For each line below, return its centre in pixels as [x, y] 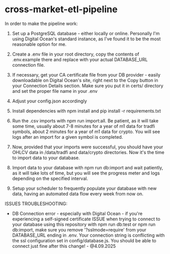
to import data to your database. [46, 158]
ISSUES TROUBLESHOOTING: [36, 204]
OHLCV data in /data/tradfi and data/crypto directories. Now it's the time [88, 152]
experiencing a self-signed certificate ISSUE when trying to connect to [86, 219]
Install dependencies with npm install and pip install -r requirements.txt [87, 111]
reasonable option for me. [39, 44]
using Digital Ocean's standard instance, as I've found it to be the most [86, 39]
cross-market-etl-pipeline [61, 9]
